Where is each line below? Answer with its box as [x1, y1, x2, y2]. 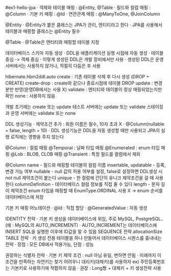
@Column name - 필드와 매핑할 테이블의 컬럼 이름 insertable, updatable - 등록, [5, 162, 166, 168]
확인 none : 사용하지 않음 [5, 93, 55, 99]
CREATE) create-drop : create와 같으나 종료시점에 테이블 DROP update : [5, 80, 153, 86]
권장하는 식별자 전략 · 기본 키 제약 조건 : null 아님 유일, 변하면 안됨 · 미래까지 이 [5, 252, 162, 258]
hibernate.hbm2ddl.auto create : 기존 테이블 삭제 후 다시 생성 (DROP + [5, 74, 150, 79]
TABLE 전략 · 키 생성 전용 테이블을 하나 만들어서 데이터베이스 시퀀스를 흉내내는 [5, 235, 162, 241]
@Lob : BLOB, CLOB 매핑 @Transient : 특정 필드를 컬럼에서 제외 [10, 151, 141, 157]
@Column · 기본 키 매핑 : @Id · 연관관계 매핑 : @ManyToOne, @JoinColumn [5, 11, 160, 17]
